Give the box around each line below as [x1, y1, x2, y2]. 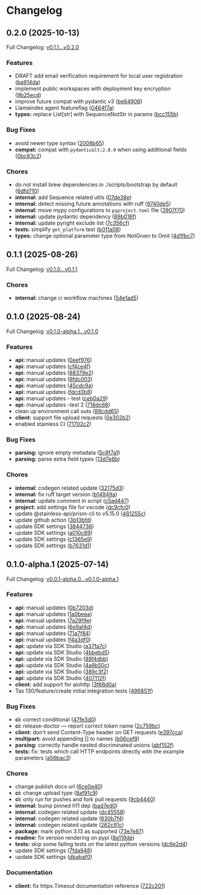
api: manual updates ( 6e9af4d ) [14, 623, 92, 630]
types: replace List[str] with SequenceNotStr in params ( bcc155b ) [14, 111, 179, 118]
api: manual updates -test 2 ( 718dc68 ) [14, 401, 111, 408]
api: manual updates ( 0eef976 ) [14, 357, 92, 364]
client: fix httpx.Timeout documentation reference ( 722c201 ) [14, 882, 165, 889]
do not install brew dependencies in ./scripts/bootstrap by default [14, 181, 178, 188]
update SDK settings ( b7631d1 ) [14, 541, 92, 549]
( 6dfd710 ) [14, 187, 40, 195]
